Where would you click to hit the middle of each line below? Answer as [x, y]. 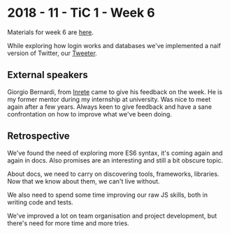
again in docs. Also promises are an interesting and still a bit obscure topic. [115, 160]
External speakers [48, 75]
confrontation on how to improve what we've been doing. [90, 114]
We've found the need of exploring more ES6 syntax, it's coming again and [115, 153]
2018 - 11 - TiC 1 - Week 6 [81, 13]
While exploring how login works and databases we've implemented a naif [114, 45]
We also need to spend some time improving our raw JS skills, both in [108, 195]
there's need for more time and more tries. [68, 223]
